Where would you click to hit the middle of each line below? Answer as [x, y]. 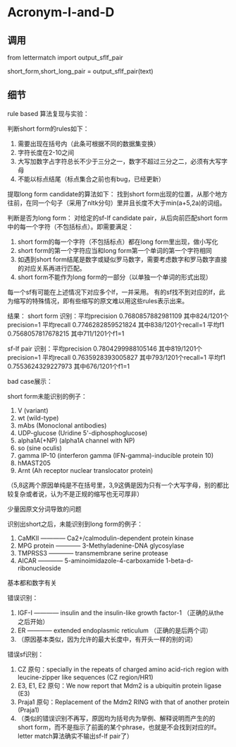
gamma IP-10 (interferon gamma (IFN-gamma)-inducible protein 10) [116, 455]
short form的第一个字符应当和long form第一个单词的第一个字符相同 [115, 250]
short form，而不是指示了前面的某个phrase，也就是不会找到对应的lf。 [119, 727]
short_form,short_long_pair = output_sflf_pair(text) [80, 71]
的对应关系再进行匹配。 [51, 268]
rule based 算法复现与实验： [48, 113]
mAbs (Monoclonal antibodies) [62, 425]
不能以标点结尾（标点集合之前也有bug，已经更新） [91, 179]
